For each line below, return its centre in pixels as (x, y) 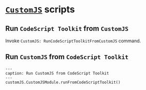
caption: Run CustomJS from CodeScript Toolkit (57, 73)
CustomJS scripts (40, 10)
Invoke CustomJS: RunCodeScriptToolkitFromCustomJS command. (73, 41)
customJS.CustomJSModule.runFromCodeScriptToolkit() (63, 82)
